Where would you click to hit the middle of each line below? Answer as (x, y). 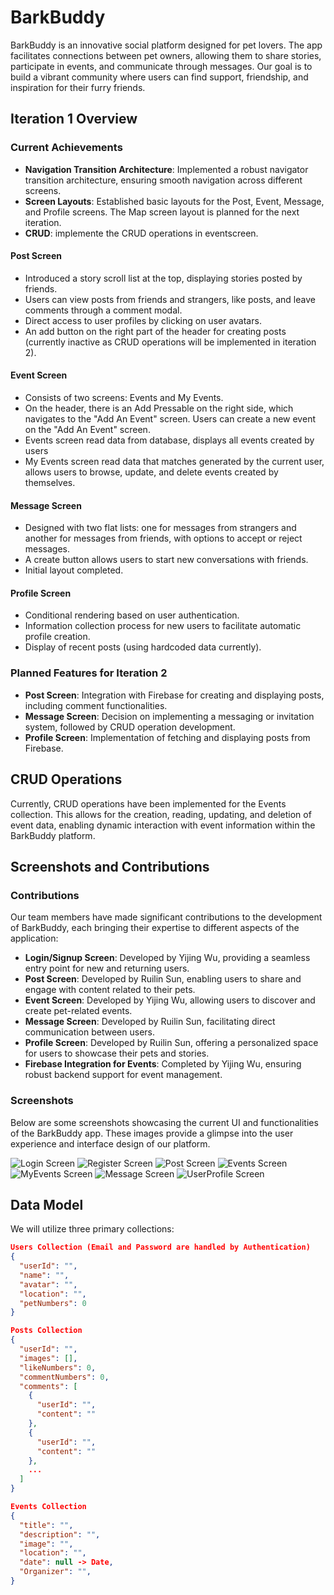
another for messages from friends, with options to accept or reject (163, 538)
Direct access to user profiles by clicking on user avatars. (143, 320)
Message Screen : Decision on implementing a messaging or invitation (169, 716)
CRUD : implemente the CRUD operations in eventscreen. (141, 233)
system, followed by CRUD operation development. (130, 727)
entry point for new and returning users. (107, 968)
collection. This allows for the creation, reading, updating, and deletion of (161, 814)
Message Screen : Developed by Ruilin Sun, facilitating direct (150, 1022)
